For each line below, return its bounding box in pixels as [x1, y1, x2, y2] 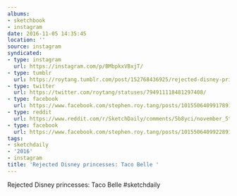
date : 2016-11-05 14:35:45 [7, 30, 87, 37]
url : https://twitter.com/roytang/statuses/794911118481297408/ [13, 89, 207, 96]
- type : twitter [7, 82, 55, 90]
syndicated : [7, 50, 42, 57]
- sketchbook [7, 17, 46, 24]
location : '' [7, 37, 46, 44]
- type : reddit [7, 109, 52, 116]
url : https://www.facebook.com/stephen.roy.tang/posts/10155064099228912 [13, 128, 235, 135]
